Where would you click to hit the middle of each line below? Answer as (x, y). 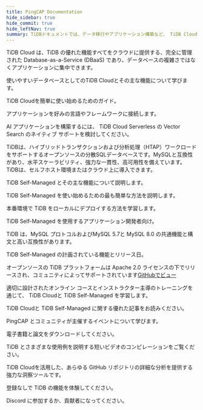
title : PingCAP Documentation (45, 12)
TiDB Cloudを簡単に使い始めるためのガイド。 (63, 101)
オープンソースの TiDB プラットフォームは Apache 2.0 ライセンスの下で (95, 268)
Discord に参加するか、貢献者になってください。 (67, 401)
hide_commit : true (29, 23)
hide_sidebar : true (31, 18)
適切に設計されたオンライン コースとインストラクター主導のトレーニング (97, 288)
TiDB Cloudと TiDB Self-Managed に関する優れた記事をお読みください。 (97, 308)
